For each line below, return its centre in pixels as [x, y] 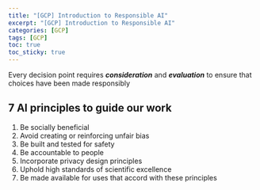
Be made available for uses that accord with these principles [119, 177]
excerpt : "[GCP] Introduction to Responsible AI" [92, 23]
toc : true [25, 45]
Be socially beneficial [54, 127]
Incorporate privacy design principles [81, 161]
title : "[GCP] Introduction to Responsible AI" [88, 15]
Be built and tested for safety [67, 144]
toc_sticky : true [37, 52]
